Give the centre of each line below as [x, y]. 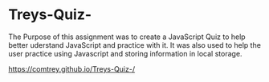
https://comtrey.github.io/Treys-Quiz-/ [71, 68]
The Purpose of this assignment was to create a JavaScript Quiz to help [127, 37]
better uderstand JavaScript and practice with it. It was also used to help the [134, 45]
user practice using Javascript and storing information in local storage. [125, 53]
